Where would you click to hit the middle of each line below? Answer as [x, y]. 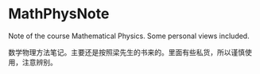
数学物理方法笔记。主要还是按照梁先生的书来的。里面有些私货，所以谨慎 [126, 52]
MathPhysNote [59, 14]
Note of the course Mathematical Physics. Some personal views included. [129, 36]
